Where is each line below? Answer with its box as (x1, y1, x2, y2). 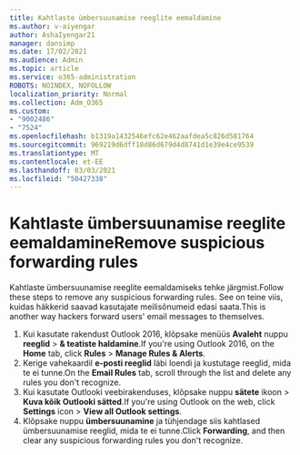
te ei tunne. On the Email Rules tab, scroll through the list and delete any (22, 368, 292, 379)
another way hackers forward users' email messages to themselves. (9, 311, 265, 322)
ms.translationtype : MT (9, 148, 100, 157)
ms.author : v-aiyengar (9, 22, 95, 31)
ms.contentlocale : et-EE (9, 157, 104, 167)
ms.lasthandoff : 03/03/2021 (9, 166, 116, 175)
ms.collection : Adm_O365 (9, 97, 104, 107)
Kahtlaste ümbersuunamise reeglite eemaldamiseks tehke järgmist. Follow (9, 282, 285, 293)
